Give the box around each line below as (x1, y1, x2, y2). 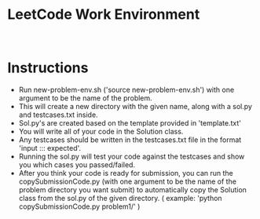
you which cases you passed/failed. (18, 159, 135, 170)
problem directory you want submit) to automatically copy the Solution (18, 184, 247, 194)
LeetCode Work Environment (7, 5, 200, 24)
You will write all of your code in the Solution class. (18, 126, 184, 136)
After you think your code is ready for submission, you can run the (18, 168, 233, 177)
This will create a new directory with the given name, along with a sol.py (18, 101, 253, 111)
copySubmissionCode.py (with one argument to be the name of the (18, 177, 237, 186)
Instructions (7, 59, 89, 77)
